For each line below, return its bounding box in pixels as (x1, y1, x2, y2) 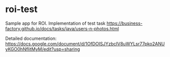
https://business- (106, 20, 143, 26)
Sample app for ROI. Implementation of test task (5, 20, 106, 26)
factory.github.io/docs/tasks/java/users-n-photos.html (5, 25, 119, 31)
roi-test (5, 4, 38, 15)
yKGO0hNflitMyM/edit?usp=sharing (5, 46, 80, 52)
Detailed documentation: (5, 35, 57, 41)
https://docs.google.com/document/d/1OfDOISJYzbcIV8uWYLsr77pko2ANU (5, 40, 165, 46)
